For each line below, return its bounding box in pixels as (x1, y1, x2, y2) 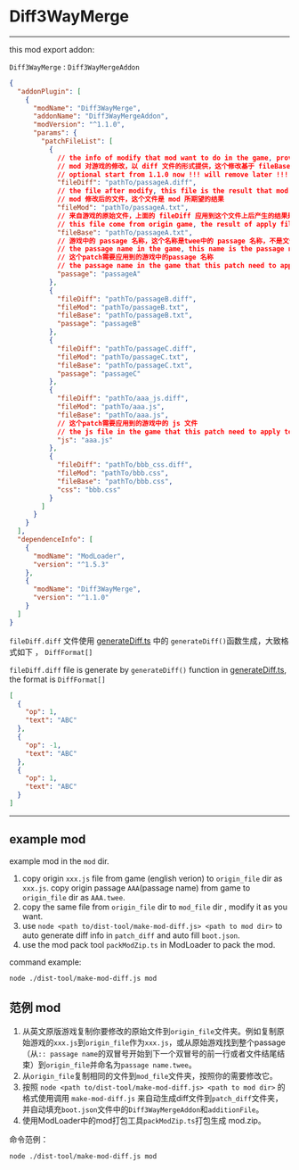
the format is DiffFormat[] (9, 674, 106, 685)
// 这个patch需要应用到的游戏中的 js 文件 (56, 419, 198, 427)
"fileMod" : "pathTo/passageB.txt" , (56, 303, 190, 311)
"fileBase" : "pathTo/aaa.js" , (56, 411, 169, 419)
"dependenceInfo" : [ (17, 535, 93, 544)
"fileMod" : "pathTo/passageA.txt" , (56, 203, 190, 212)
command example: (9, 957, 82, 967)
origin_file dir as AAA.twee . (21, 892, 126, 902)
